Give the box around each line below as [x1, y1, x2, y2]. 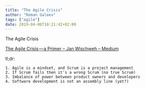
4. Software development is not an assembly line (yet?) [5, 79, 129, 84]
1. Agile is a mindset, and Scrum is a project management [5, 65, 134, 71]
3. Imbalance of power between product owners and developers [5, 75, 140, 80]
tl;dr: [5, 56, 15, 62]
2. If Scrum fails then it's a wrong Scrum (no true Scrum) [5, 70, 136, 75]
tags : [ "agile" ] [5, 17, 40, 22]
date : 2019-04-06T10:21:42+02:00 [5, 21, 77, 27]
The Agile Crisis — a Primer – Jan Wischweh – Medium [5, 46, 119, 52]
